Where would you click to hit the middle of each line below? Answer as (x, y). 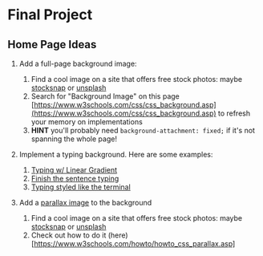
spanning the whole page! (74, 139)
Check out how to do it (69, 235)
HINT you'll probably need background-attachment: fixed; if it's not (143, 130)
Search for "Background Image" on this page (105, 96)
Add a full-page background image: (78, 63)
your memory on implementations (87, 122)
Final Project (50, 15)
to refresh (234, 113)
